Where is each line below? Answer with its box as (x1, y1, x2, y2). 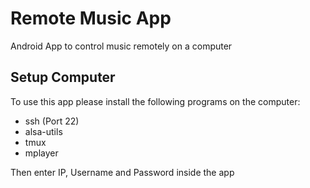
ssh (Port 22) (24, 115, 80, 127)
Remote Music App (10, 7, 172, 30)
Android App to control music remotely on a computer (10, 40, 233, 52)
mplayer (24, 147, 59, 159)
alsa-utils (24, 125, 63, 137)
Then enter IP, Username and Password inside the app (10, 166, 235, 178)
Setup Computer (10, 69, 116, 86)
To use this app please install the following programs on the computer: (10, 95, 301, 107)
